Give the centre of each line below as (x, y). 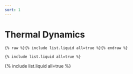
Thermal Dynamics (45, 34)
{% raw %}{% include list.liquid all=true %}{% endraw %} (66, 48)
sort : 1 (13, 10)
